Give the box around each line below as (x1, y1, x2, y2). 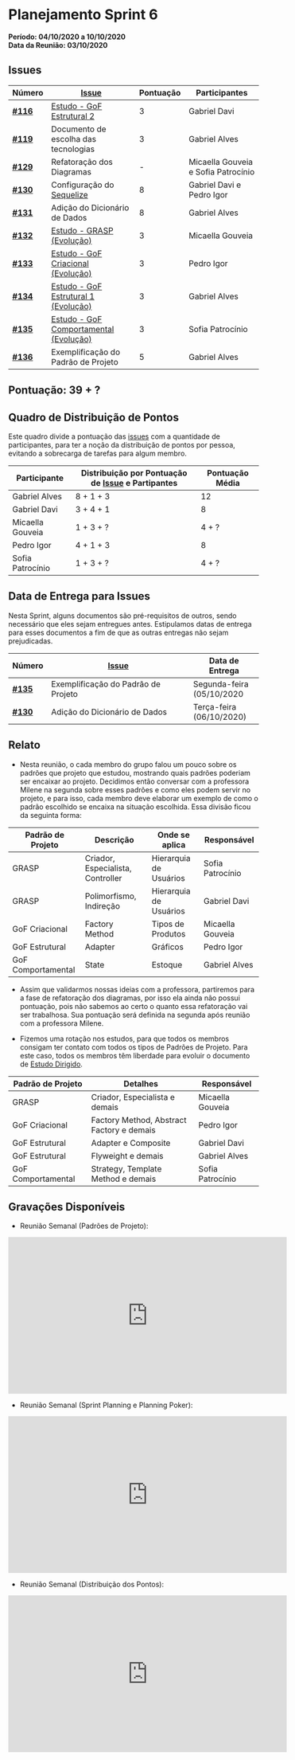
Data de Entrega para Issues (8, 589, 151, 603)
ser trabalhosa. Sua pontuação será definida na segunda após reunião (19, 1010, 250, 1019)
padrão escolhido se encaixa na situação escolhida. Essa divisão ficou (19, 802, 251, 812)
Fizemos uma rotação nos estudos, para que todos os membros (19, 1034, 229, 1043)
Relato (8, 738, 41, 752)
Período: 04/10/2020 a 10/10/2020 (8, 32, 126, 41)
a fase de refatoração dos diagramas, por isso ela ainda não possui (19, 993, 241, 1003)
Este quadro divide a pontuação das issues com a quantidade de (8, 432, 220, 441)
